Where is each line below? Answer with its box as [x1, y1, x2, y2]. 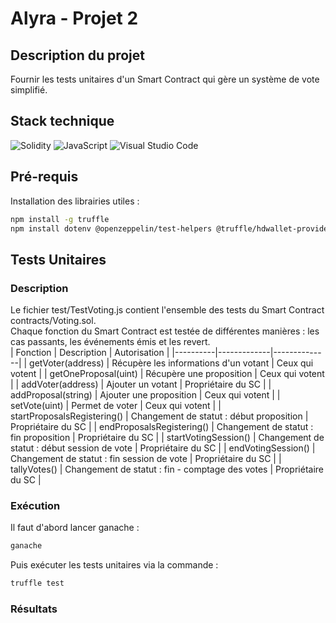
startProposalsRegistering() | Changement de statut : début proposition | [10, 410, 309, 422]
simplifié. [10, 84, 48, 96]
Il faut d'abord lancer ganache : [10, 522, 140, 534]
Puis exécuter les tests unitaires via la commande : [10, 559, 219, 571]
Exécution [10, 498, 61, 512]
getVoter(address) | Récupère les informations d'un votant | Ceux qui [29, 357, 314, 369]
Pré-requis [10, 168, 79, 186]
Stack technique [10, 113, 115, 130]
